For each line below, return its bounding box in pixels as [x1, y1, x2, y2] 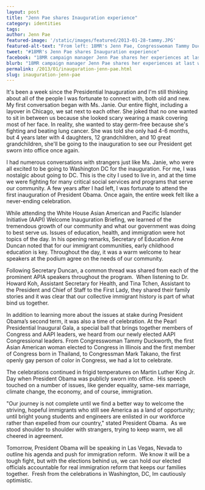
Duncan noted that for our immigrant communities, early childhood [6, 242, 174, 250]
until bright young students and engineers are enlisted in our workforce [6, 413, 185, 420]
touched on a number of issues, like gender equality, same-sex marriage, [6, 382, 190, 389]
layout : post [6, 9, 40, 15]
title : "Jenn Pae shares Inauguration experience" [6, 15, 138, 21]
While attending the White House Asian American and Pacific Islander [6, 209, 182, 217]
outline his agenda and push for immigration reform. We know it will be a [6, 451, 190, 458]
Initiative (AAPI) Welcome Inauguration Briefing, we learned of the [6, 216, 172, 223]
